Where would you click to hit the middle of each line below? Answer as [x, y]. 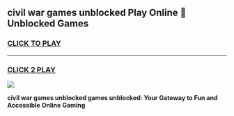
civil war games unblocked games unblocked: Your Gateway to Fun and [112, 97]
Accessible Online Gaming [46, 105]
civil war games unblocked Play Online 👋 [97, 13]
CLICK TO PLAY [34, 44]
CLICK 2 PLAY [31, 69]
